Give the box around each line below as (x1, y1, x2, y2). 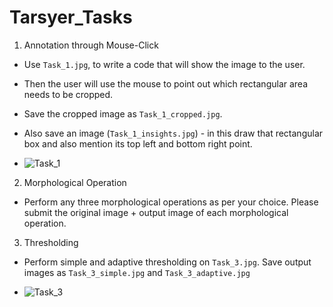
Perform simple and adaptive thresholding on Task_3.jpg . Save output (23, 256, 312, 268)
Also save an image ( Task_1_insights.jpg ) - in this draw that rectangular (23, 127, 324, 139)
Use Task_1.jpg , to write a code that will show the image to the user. (23, 58, 306, 70)
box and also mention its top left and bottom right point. (23, 137, 253, 150)
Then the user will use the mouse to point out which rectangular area (23, 77, 309, 90)
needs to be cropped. (23, 88, 114, 100)
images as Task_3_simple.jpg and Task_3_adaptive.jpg (23, 266, 251, 278)
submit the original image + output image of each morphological (23, 206, 289, 218)
